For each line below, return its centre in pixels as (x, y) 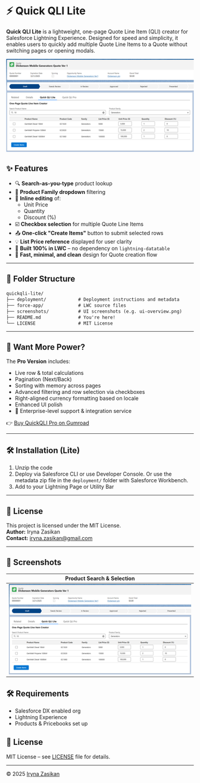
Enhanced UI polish (39, 405)
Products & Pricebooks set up (51, 724)
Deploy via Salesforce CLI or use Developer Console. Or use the (93, 474)
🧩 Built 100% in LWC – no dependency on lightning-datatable (92, 248)
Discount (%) (40, 217)
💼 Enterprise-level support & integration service (73, 411)
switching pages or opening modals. (51, 50)
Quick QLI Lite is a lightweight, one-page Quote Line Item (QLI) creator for (97, 31)
